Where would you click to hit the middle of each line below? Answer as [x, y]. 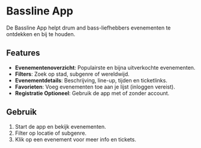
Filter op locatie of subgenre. [51, 133]
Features [23, 53]
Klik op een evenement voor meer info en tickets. [76, 139]
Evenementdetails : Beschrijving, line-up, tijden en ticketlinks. [91, 80]
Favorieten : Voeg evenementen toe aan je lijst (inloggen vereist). [95, 87]
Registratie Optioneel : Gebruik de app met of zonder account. [92, 93]
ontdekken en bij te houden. [41, 34]
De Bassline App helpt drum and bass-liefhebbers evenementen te [88, 28]
